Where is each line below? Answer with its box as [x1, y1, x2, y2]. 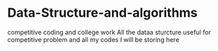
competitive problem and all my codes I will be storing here [7, 35, 180, 43]
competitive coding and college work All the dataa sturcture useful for [7, 28, 211, 36]
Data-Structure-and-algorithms [7, 5, 198, 21]
